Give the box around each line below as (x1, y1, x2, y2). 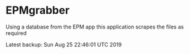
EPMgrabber (5, 4, 70, 17)
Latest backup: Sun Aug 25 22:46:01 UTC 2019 (5, 41, 122, 48)
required (5, 29, 27, 36)
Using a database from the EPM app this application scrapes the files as (5, 23, 184, 30)
